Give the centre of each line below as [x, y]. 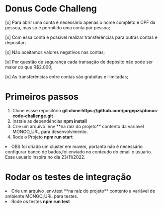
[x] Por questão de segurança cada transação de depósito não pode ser [79, 62]
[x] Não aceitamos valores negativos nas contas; [55, 52]
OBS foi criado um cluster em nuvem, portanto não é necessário [77, 146]
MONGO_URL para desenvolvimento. [50, 132]
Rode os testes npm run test [41, 201]
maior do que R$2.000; [29, 67]
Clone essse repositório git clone [46, 110]
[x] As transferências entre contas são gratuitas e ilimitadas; [67, 76]
